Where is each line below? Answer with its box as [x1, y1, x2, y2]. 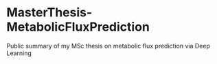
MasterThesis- [6, 5, 93, 20]
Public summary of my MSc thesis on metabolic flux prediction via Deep [6, 42, 210, 50]
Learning [6, 49, 32, 57]
